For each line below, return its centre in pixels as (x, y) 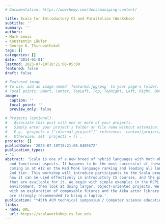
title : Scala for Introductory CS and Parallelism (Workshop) (70, 18)
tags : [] (14, 50)
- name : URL (17, 209)
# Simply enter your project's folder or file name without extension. (82, 127)
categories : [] (21, 55)
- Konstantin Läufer (26, 41)
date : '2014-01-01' (25, 59)
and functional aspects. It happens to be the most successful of (79, 164)
